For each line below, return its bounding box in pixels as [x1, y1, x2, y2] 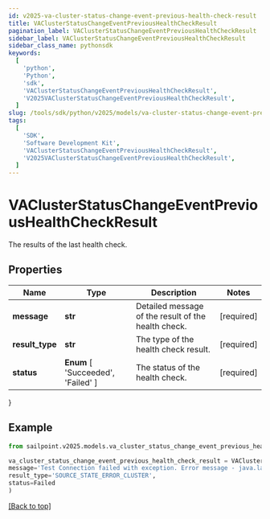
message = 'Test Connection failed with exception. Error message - [8, 464, 235, 472]
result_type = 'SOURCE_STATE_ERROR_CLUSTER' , [8, 472, 157, 480]
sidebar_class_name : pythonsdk [8, 42, 113, 50]
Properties [8, 263, 63, 277]
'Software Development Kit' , [22, 138, 121, 147]
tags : [8, 117, 27, 125]
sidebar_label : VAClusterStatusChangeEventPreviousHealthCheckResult [8, 34, 247, 43]
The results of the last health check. [8, 240, 128, 249]
